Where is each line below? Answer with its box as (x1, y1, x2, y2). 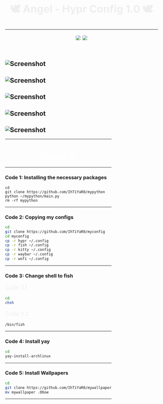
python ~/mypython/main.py (5, 194, 60, 199)
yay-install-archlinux (5, 353, 51, 358)
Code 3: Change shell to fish (5, 272, 73, 279)
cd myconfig (5, 234, 29, 238)
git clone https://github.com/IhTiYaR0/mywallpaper (5, 385, 112, 390)
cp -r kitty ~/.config (5, 247, 51, 252)
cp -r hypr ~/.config (5, 238, 49, 243)
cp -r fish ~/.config (5, 243, 49, 248)
